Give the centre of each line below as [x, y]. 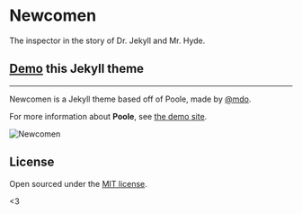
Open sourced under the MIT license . [79, 183]
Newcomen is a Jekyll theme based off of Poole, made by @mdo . [130, 99]
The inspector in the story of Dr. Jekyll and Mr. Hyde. [107, 40]
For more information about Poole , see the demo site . [108, 116]
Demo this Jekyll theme [77, 69]
